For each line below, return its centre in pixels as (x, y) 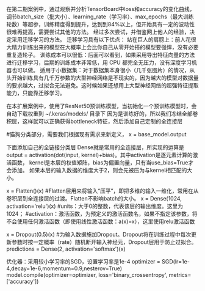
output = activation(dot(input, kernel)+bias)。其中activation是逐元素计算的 (100, 155)
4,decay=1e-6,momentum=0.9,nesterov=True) (64, 268)
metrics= (180, 275)
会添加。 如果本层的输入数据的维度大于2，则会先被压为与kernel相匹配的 (97, 170)
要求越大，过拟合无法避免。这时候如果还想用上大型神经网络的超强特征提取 (105, 85)
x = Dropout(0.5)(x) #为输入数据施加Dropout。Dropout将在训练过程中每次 (99, 234)
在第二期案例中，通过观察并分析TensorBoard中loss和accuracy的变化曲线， (101, 9)
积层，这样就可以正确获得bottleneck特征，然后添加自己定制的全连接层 (95, 121)
